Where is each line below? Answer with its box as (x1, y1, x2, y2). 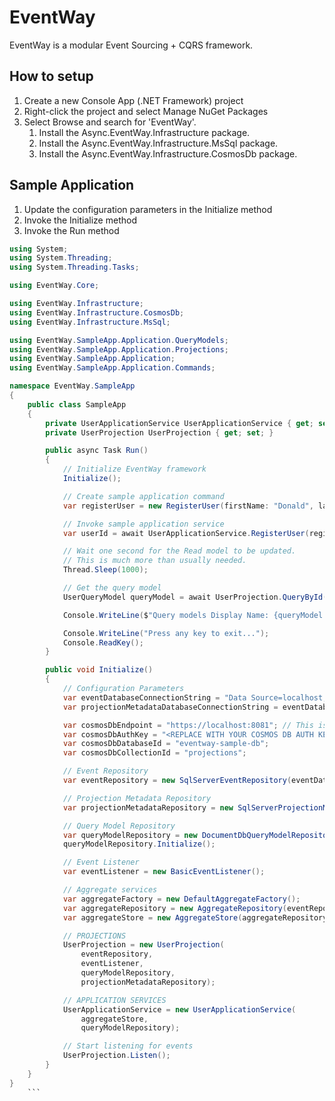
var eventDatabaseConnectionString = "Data (62, 692, 247, 703)
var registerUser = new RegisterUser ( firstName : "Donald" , (62, 501, 314, 511)
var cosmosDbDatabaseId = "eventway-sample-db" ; (62, 739, 270, 749)
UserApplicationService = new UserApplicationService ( (62, 1004, 297, 1015)
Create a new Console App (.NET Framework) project (23, 94, 244, 106)
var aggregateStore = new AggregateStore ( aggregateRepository (62, 912, 328, 923)
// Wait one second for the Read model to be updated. (62, 546, 297, 556)
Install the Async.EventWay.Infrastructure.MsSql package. (38, 137, 279, 149)
